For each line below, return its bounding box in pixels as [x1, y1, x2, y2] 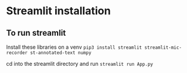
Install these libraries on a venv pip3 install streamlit [6, 43, 142, 50]
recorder [6, 50, 28, 56]
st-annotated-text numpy [30, 50, 92, 56]
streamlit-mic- [144, 45, 182, 50]
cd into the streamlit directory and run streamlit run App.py [6, 61, 153, 67]
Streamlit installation [6, 4, 111, 18]
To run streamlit [6, 28, 66, 38]
